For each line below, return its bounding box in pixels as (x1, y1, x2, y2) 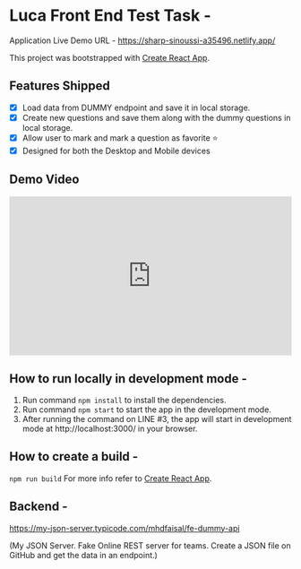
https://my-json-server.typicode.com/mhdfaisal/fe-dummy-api (9, 522, 240, 533)
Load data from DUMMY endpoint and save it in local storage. (21, 102, 251, 113)
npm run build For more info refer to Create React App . (9, 472, 212, 484)
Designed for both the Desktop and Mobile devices (21, 145, 211, 156)
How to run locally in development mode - (9, 371, 248, 386)
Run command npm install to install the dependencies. (21, 395, 227, 406)
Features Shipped (9, 78, 110, 94)
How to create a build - (9, 449, 139, 464)
